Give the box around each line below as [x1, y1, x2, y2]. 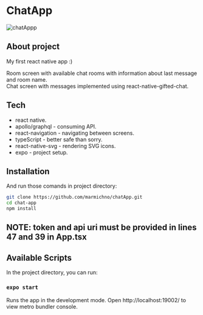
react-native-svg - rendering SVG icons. [15, 142, 116, 149]
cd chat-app [6, 200, 36, 206]
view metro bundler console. [6, 303, 78, 310]
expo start [6, 284, 38, 291]
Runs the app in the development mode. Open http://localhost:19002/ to [6, 296, 187, 303]
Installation [6, 166, 50, 177]
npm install [6, 205, 36, 212]
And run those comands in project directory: [6, 182, 117, 189]
